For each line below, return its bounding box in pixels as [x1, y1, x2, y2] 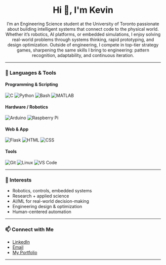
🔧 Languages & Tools [5, 69, 56, 76]
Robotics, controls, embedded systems [12, 187, 92, 193]
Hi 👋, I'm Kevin [52, 4, 114, 16]
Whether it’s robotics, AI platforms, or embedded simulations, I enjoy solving [5, 31, 161, 37]
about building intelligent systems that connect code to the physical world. [7, 26, 159, 32]
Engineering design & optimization [12, 203, 83, 209]
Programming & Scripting [5, 82, 58, 88]
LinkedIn [12, 239, 30, 245]
